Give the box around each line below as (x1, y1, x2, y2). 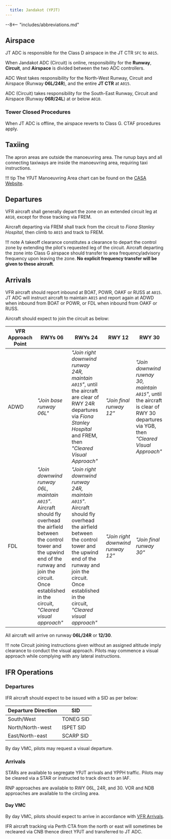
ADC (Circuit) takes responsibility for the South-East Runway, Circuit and (5, 90, 158, 97)
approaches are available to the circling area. (5, 790, 100, 797)
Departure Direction (8, 707, 58, 714)
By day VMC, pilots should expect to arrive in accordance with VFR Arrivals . (5, 813, 164, 820)
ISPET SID (62, 724, 87, 731)
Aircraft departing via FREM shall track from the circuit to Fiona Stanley (5, 224, 155, 230)
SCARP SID (62, 732, 89, 739)
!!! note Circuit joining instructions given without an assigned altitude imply (5, 642, 161, 648)
